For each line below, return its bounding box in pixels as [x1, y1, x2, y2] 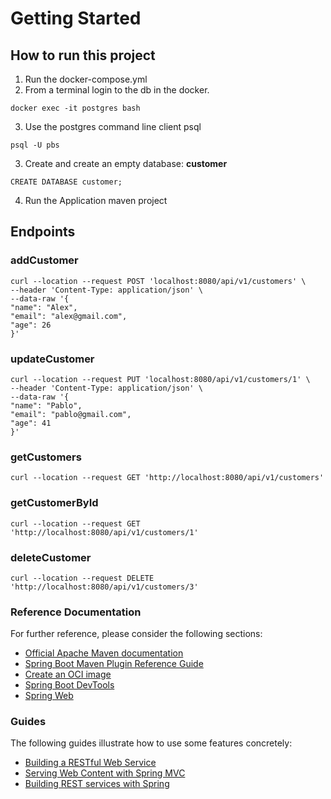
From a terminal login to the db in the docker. [24, 84, 210, 96]
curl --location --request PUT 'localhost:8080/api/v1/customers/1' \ [10, 374, 311, 384]
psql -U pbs [10, 140, 60, 150]
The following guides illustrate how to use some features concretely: [10, 737, 293, 749]
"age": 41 [10, 418, 52, 428]
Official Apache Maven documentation [24, 647, 184, 659]
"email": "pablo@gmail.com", [10, 409, 132, 419]
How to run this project [10, 47, 156, 64]
